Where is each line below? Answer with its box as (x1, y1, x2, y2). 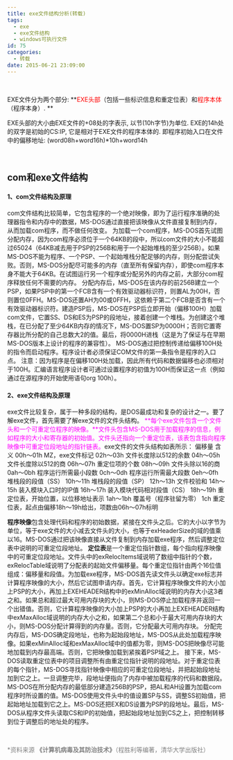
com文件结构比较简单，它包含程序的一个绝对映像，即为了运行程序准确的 (7, 209, 214, 217)
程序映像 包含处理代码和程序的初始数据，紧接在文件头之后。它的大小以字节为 (7, 518, 226, 526)
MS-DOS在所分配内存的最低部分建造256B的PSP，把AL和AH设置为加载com (7, 683, 222, 691)
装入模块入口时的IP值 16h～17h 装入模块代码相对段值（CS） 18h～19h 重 (18, 486, 224, 494)
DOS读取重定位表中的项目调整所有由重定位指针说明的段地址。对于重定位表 (7, 657, 221, 665)
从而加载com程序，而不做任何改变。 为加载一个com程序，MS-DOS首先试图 (7, 226, 223, 235)
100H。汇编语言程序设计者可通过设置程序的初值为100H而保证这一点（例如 (12, 365, 225, 373)
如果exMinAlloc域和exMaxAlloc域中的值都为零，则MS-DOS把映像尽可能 (19, 639, 225, 648)
